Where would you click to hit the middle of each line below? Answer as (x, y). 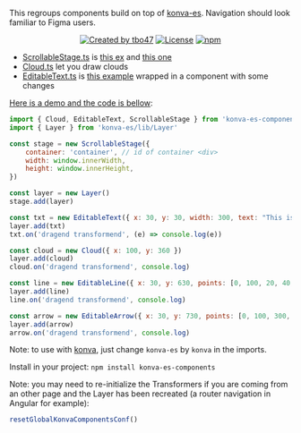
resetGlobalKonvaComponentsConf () (74, 420)
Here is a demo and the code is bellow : (82, 103)
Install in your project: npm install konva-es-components (112, 367)
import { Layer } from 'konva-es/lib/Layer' (94, 127)
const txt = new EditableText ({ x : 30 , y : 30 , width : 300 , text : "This (146, 217)
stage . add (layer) (42, 201)
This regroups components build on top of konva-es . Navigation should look (150, 13)
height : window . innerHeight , (80, 169)
